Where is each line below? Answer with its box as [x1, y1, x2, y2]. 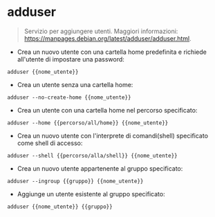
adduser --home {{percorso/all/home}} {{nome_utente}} [7, 119, 169, 126]
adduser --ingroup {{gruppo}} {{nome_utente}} [7, 178, 144, 185]
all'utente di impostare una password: [17, 55, 124, 63]
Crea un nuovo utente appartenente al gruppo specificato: [17, 164, 183, 173]
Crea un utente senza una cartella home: [17, 80, 133, 88]
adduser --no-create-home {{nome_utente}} [7, 94, 131, 101]
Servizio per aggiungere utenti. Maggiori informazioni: [24, 27, 178, 35]
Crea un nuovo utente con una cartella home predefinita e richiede [17, 48, 207, 56]
